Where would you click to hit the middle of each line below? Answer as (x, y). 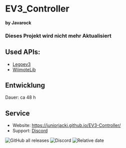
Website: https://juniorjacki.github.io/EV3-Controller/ (66, 125)
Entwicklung (25, 85)
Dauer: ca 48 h (20, 97)
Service (17, 113)
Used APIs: (23, 52)
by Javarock (18, 23)
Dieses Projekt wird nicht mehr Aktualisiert (58, 36)
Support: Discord (30, 131)
